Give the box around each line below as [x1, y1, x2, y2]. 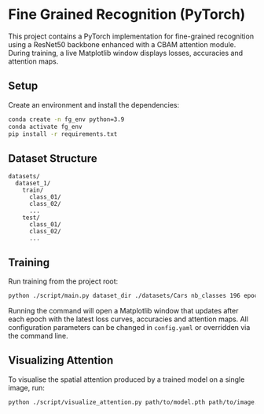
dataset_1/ [15, 179, 51, 188]
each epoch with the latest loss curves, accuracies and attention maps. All [8, 314, 249, 324]
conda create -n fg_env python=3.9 [8, 115, 125, 123]
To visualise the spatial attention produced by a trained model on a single [8, 375, 245, 384]
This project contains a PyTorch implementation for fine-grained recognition [8, 31, 254, 41]
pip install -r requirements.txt [8, 130, 118, 138]
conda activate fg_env [8, 123, 82, 130]
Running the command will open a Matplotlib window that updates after [8, 306, 239, 315]
